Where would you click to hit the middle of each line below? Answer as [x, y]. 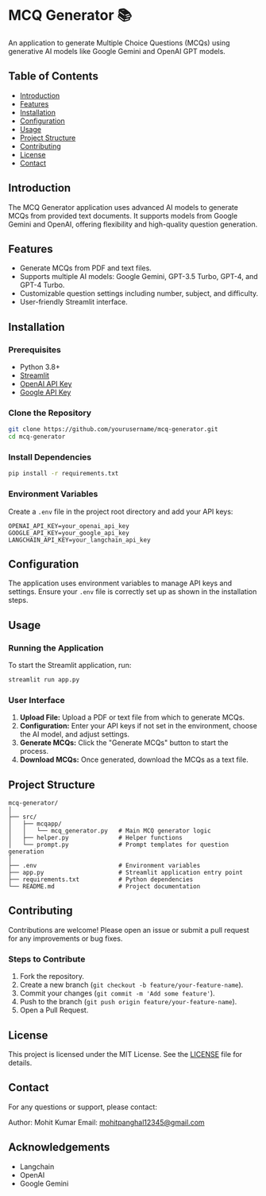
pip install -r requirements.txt [64, 474]
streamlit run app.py [44, 680]
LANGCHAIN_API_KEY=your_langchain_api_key [79, 540]
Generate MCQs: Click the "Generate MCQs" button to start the [124, 743]
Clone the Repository [50, 413]
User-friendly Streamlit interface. [74, 302]
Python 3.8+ [40, 367]
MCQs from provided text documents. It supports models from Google [123, 216]
